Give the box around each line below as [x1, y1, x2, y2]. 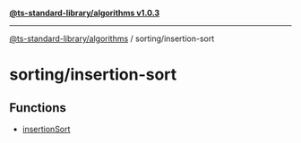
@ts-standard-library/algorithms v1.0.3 [9, 8, 160, 18]
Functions [9, 100, 67, 115]
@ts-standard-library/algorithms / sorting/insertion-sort [9, 33, 215, 44]
